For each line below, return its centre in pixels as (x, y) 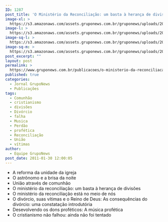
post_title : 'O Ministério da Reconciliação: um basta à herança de (78, 14)
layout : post (19, 61)
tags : (11, 93)
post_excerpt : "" (23, 56)
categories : (17, 79)
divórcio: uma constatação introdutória (52, 204)
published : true (22, 75)
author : (13, 149)
